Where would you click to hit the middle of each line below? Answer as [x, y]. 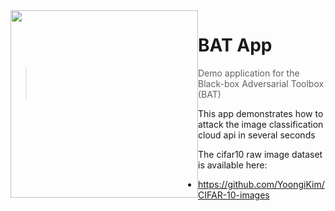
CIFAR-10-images [234, 195]
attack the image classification [261, 124]
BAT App [235, 45]
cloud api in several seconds [257, 135]
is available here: [233, 165]
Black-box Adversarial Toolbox [261, 83]
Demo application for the [249, 73]
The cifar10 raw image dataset [260, 154]
